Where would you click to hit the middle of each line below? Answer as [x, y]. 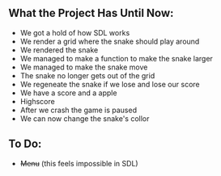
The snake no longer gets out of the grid [87, 75]
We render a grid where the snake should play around [110, 41]
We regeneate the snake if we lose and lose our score [110, 84]
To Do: [25, 144]
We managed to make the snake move [84, 67]
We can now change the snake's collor [85, 118]
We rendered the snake [59, 50]
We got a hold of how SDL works [75, 32]
